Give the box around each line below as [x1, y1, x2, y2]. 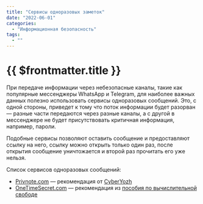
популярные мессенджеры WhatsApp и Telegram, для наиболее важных [6, 90, 195, 98]
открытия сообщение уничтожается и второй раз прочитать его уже [6, 147, 186, 155]
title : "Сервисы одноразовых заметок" [6, 9, 105, 15]
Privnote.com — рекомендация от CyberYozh [15, 178, 132, 185]
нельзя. [6, 154, 26, 161]
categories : [6, 20, 37, 26]
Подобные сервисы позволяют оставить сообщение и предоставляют [6, 134, 190, 142]
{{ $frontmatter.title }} [6, 64, 121, 78]
